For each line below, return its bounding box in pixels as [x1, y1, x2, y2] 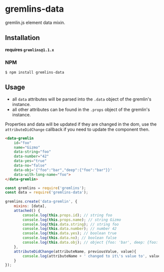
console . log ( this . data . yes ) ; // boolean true [22, 231, 117, 236]
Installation [5, 34, 40, 42]
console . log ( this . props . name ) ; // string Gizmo [22, 217, 121, 222]
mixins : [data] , [14, 204, 47, 209]
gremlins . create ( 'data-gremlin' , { [5, 199, 78, 204]
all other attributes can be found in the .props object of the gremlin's [12, 106, 150, 112]
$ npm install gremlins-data [5, 70, 64, 75]
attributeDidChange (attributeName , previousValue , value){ [14, 249, 137, 254]
